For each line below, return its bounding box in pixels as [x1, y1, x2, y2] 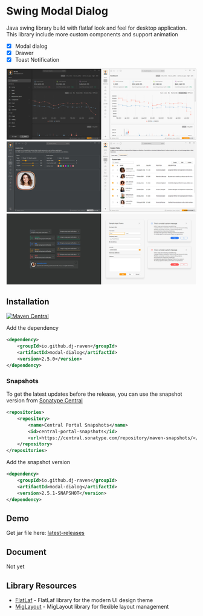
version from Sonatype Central [6, 397, 83, 404]
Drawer [14, 50, 34, 56]
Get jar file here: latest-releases [6, 529, 85, 537]
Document [6, 546, 47, 557]
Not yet [6, 563, 25, 570]
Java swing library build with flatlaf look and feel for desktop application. [6, 24, 187, 31]
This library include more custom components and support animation [6, 30, 178, 38]
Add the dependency [6, 324, 59, 332]
